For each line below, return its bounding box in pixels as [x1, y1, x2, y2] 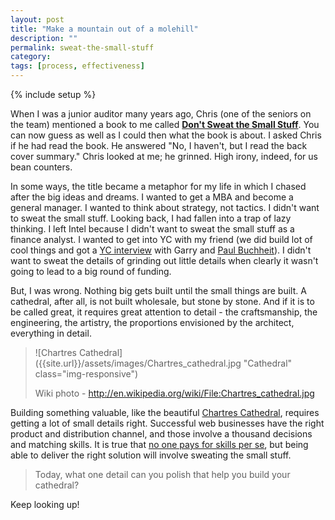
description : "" [10, 33, 78, 43]
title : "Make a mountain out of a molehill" [10, 24, 199, 34]
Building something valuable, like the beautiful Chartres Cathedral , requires [10, 407, 320, 418]
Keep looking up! [10, 499, 80, 510]
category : [10, 52, 52, 62]
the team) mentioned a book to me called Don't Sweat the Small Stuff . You [10, 119, 320, 130]
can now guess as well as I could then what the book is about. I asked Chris [10, 129, 322, 141]
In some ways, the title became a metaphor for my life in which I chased [10, 181, 307, 192]
